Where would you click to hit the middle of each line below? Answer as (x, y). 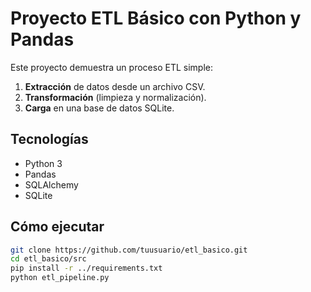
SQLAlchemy (51, 184)
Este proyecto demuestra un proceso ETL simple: (111, 67)
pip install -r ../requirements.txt (86, 268)
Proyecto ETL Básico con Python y (156, 18)
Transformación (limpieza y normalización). (115, 97)
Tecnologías (49, 139)
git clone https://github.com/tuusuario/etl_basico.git (129, 250)
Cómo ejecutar (57, 227)
